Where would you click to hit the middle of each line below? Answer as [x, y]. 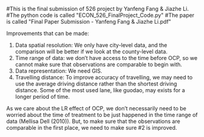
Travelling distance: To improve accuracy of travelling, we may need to [104, 77]
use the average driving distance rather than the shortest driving [96, 84]
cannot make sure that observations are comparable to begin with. [99, 64]
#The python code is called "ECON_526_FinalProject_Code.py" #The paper [100, 15]
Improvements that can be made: [48, 33]
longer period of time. [42, 97]
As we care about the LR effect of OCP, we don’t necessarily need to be [97, 108]
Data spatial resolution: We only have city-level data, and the [91, 45]
